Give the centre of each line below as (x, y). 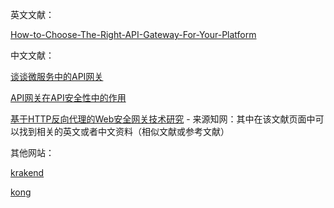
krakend (27, 172)
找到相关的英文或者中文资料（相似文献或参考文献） (124, 131)
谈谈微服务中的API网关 (57, 76)
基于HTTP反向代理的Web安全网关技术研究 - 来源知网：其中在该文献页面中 (163, 119)
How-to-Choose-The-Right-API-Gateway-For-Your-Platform (133, 34)
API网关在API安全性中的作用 (68, 97)
